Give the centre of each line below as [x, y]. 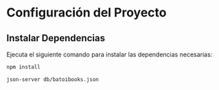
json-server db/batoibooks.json [53, 79]
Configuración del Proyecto [87, 13]
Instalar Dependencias [56, 38]
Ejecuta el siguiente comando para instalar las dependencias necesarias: [109, 54]
